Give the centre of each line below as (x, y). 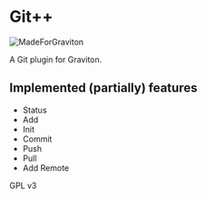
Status (34, 110)
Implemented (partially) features (103, 88)
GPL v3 (23, 185)
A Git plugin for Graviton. (56, 59)
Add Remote (46, 168)
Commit (37, 139)
